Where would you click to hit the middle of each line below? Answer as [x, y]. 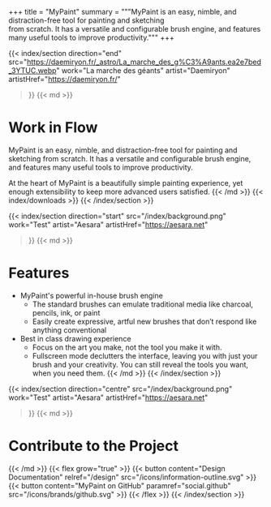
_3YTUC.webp [32, 71]
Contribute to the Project [93, 446]
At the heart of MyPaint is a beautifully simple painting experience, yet [126, 183]
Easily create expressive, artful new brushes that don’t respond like [144, 321]
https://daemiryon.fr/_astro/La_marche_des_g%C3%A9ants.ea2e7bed [144, 62]
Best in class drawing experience [75, 338]
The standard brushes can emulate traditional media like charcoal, [143, 304]
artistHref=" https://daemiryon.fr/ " [65, 79]
